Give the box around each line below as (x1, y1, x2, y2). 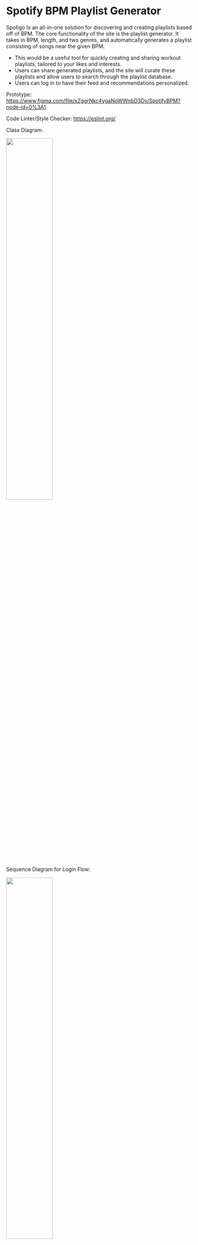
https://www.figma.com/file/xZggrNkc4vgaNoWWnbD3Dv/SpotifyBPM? (6, 97, 181, 104)
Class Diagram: (6, 126, 43, 133)
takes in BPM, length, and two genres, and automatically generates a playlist (6, 36, 192, 43)
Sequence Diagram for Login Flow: (6, 866, 90, 873)
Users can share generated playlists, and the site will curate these (14, 66, 176, 74)
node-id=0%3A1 (6, 103, 46, 110)
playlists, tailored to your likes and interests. (14, 60, 122, 68)
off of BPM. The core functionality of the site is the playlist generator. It (6, 30, 179, 37)
